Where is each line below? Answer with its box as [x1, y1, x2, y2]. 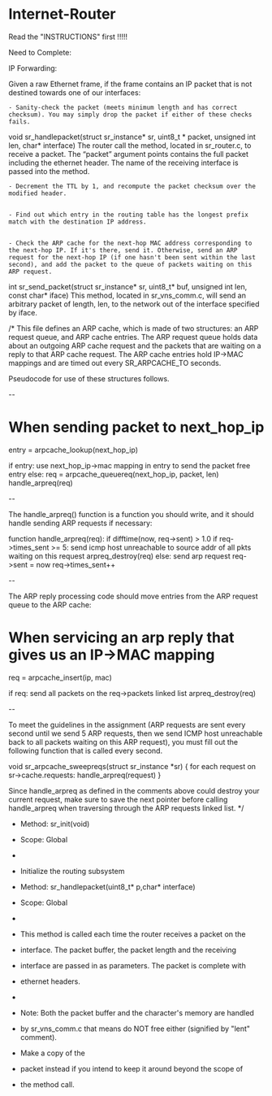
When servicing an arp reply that [8, 628, 235, 647]
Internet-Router [8, 5, 116, 24]
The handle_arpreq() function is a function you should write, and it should [8, 509, 254, 519]
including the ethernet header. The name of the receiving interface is [8, 158, 239, 167]
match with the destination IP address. [8, 217, 148, 226]
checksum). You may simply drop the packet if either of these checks [8, 111, 253, 119]
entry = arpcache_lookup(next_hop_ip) [8, 445, 139, 454]
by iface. [8, 307, 38, 317]
